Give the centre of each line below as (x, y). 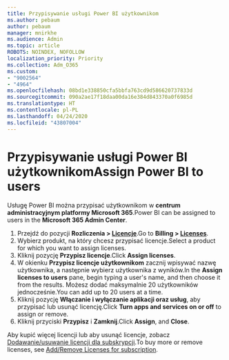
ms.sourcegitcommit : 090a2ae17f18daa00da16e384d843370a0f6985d (100, 97)
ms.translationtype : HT (41, 104)
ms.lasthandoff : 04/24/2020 (48, 116)
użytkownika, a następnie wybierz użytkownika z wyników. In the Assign (120, 270)
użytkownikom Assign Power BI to (105, 172)
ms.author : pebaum (33, 20)
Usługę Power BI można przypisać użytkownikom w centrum (94, 205)
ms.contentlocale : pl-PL (43, 110)
